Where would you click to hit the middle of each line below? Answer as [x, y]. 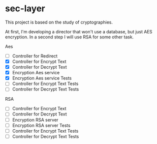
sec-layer [25, 9]
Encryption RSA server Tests [41, 125]
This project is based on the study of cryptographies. [59, 22]
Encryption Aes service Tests [42, 78]
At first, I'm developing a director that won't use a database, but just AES [79, 31]
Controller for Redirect [35, 56]
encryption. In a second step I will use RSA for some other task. [69, 37]
